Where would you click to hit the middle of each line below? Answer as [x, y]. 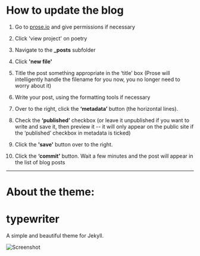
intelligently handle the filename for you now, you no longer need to [97, 79]
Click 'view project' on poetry [51, 38]
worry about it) [33, 85]
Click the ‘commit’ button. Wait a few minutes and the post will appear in [104, 156]
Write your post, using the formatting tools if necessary [82, 97]
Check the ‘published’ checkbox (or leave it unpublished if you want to [102, 120]
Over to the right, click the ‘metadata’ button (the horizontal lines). [96, 108]
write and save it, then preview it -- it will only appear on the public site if [104, 126]
